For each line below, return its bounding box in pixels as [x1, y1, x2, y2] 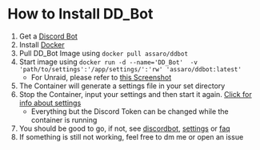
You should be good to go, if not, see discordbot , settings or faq [18, 124, 230, 133]
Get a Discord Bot [18, 31, 78, 41]
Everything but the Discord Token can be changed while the [30, 106, 229, 116]
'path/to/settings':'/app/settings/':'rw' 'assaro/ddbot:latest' [18, 65, 242, 73]
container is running [30, 115, 98, 124]
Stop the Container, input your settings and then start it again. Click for [18, 89, 253, 99]
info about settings [18, 98, 82, 107]
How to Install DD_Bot [7, 5, 154, 23]
